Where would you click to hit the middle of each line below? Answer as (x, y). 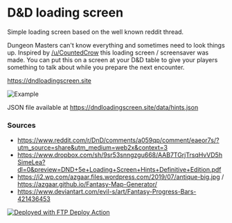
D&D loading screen (65, 13)
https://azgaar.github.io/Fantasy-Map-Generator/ (87, 184)
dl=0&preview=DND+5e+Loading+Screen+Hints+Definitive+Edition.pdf (119, 170)
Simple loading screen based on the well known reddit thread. (96, 32)
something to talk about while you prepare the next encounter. (96, 67)
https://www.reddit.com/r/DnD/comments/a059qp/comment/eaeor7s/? (118, 140)
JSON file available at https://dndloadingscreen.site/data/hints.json (103, 107)
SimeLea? (31, 162)
